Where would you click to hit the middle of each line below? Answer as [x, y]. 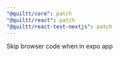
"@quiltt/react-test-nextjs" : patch [59, 26]
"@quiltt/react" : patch [41, 20]
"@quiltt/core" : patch [39, 14]
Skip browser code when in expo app [60, 47]
